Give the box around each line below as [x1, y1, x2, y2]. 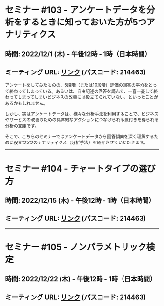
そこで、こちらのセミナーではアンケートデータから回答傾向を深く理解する [5, 133, 155, 140]
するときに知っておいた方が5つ [22, 17, 147, 28]
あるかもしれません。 [5, 100, 48, 106]
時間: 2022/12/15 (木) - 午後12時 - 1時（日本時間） [5, 196, 155, 205]
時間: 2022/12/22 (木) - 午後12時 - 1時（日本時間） [5, 275, 157, 283]
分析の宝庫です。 [5, 123, 39, 129]
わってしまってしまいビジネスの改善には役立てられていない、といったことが [5, 94, 159, 100]
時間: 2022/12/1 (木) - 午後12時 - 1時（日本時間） [5, 50, 151, 58]
